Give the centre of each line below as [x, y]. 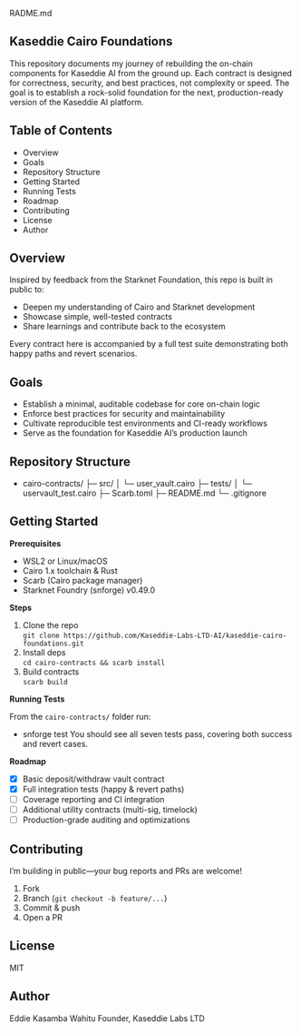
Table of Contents [61, 131]
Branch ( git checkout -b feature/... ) [95, 898]
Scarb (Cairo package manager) [83, 580]
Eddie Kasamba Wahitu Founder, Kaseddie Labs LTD [107, 1018]
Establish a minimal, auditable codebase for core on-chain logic [141, 404]
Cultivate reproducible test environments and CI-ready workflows [145, 423]
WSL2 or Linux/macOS [65, 561]
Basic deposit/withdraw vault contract [93, 779]
